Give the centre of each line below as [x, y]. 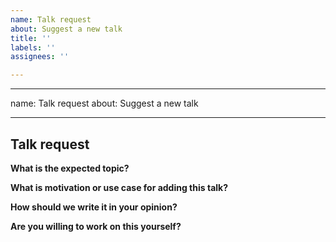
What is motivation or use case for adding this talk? [119, 187]
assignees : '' [40, 57]
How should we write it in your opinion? [94, 207]
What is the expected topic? [70, 168]
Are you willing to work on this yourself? [96, 226]
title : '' [31, 38]
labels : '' [33, 47]
